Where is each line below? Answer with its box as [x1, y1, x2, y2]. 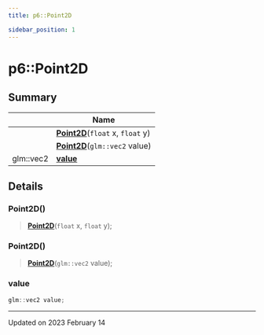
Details [8, 179, 43, 193]
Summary [8, 91, 57, 105]
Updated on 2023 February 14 [8, 318, 106, 327]
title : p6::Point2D [8, 11, 72, 20]
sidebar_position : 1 [8, 25, 76, 34]
